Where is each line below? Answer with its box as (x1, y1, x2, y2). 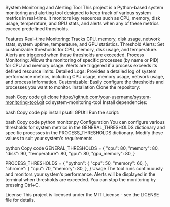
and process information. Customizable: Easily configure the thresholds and (5, 79, 164, 85)
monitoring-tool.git (5, 99, 45, 106)
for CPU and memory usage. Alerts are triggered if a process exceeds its (5, 63, 157, 68)
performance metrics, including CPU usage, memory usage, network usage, (5, 74, 165, 79)
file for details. (5, 197, 36, 203)
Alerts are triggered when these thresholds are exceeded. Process (5, 52, 145, 58)
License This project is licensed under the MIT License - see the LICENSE (5, 192, 159, 197)
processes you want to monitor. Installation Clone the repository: (5, 84, 141, 90)
